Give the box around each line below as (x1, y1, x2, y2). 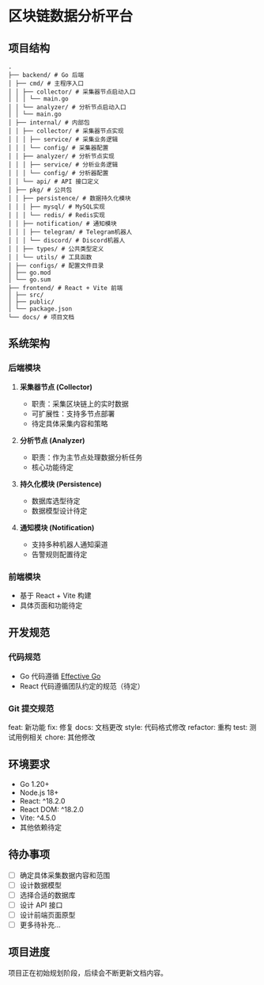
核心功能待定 (31, 462, 74, 472)
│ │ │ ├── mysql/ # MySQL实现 (8, 203, 105, 211)
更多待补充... (19, 920, 61, 930)
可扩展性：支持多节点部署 (31, 409, 115, 418)
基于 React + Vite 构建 (19, 590, 92, 600)
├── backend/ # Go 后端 (8, 71, 85, 79)
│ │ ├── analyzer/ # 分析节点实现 (8, 152, 115, 160)
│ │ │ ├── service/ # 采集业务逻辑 (8, 136, 119, 143)
